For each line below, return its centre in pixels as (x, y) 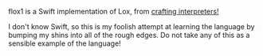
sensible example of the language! (65, 43)
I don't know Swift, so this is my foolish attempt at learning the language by (131, 26)
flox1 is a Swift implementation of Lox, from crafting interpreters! (114, 11)
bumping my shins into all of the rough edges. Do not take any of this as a (129, 35)
